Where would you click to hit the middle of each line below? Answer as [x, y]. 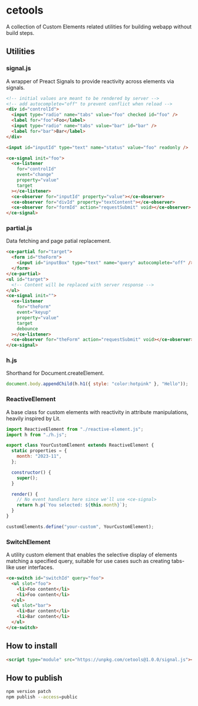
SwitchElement [28, 542]
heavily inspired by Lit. [33, 418]
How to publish [34, 678]
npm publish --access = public [42, 697]
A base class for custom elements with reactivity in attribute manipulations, [97, 412]
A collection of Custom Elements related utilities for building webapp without [99, 27]
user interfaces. [35, 567]
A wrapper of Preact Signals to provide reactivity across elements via [90, 81]
